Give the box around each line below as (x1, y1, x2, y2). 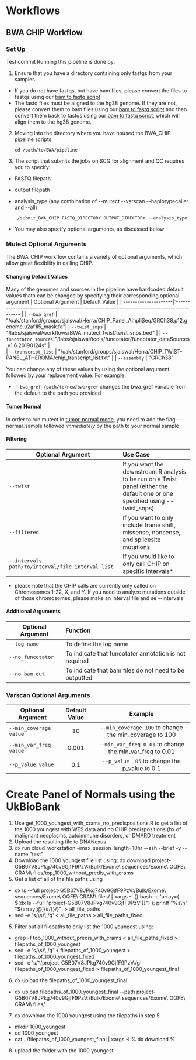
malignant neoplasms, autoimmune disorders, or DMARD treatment (14, 832, 176, 839)
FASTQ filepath (14, 174, 51, 182)
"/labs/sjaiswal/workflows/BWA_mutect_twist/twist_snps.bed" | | (6, 330, 162, 337)
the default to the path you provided (14, 389, 101, 396)
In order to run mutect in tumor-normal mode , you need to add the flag (6, 416, 176, 423)
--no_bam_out (9, 670, 45, 677)
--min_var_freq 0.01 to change (98, 740, 185, 749)
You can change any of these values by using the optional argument (6, 366, 170, 373)
